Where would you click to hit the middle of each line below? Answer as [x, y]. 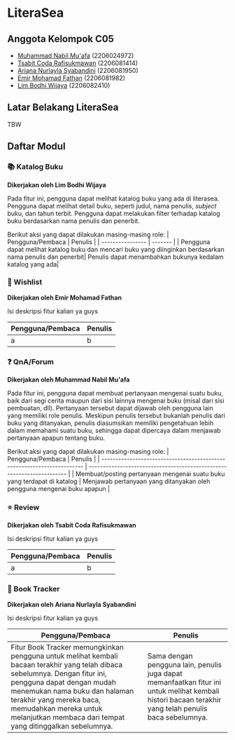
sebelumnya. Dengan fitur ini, [59, 673]
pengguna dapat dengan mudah [64, 682]
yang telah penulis [177, 708]
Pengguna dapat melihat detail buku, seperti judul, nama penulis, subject [112, 206]
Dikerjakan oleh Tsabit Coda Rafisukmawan [72, 525]
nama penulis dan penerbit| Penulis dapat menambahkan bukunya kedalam [115, 257]
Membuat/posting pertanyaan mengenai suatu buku [150, 474]
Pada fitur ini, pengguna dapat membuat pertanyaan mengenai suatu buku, [115, 393]
